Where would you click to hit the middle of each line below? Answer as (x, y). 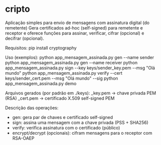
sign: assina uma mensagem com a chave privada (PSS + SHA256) (80, 122)
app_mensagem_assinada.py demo (41, 83)
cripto (18, 9)
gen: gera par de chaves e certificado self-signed (63, 117)
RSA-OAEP (23, 138)
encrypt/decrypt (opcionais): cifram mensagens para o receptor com (82, 133)
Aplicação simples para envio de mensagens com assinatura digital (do (77, 23)
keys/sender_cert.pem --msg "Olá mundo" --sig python (62, 78)
